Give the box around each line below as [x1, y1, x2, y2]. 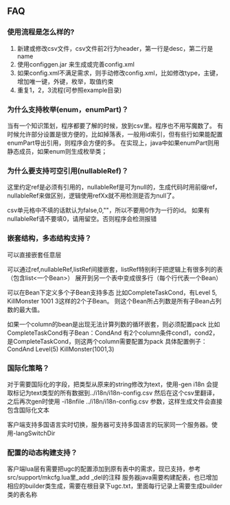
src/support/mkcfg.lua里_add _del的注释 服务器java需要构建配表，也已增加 [7, 473, 218, 482]
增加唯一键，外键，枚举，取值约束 [16, 77, 114, 85]
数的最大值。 [7, 305, 43, 314]
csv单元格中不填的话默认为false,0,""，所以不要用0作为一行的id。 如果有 [7, 206, 210, 215]
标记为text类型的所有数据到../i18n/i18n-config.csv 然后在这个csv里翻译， [12, 388, 218, 397]
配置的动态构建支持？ [7, 447, 78, 457]
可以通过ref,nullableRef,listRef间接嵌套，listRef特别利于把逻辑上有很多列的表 [7, 265, 223, 273]
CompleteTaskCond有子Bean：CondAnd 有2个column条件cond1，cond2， [7, 329, 219, 337]
